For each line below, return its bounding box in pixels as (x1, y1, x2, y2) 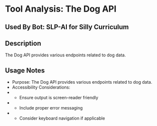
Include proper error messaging (19, 105, 83, 111)
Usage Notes (5, 66, 45, 74)
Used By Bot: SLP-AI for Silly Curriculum (5, 23, 129, 31)
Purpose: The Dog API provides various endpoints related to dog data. (12, 79, 153, 85)
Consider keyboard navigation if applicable (19, 115, 105, 121)
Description (5, 39, 41, 47)
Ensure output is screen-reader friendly (19, 95, 98, 101)
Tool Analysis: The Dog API (5, 3, 117, 15)
